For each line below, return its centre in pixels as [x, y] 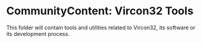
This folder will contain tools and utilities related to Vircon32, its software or [101, 27]
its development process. [38, 33]
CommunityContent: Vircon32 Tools [100, 11]
